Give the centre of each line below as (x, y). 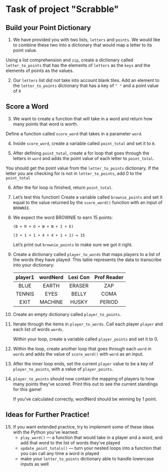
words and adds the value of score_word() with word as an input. (78, 354)
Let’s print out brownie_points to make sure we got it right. (73, 244)
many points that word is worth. (45, 124)
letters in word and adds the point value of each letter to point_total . (83, 158)
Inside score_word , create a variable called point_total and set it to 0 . (84, 143)
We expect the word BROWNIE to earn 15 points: (63, 217)
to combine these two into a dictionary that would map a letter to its (82, 45)
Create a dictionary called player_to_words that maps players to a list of (86, 254)
